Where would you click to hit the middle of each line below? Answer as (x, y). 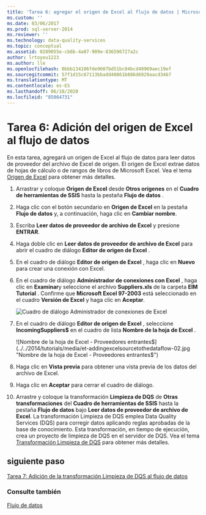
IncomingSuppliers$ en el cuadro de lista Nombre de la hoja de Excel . (106, 330)
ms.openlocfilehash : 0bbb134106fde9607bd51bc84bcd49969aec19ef (89, 69)
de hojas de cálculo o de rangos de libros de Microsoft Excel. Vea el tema (99, 170)
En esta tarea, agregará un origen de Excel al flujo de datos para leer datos (101, 157)
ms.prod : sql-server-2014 (40, 29)
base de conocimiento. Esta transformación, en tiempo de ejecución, (102, 429)
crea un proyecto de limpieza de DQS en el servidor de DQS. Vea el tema (108, 436)
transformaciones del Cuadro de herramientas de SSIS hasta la (97, 403)
